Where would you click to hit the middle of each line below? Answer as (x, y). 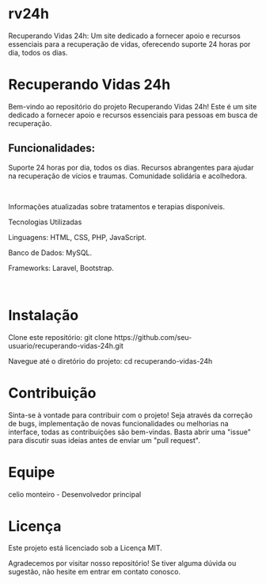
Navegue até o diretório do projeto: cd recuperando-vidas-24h (110, 361)
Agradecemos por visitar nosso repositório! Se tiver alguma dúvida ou (122, 563)
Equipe (32, 472)
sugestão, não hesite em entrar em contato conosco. (94, 572)
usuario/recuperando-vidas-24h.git (66, 345)
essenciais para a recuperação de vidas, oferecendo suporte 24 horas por (129, 44)
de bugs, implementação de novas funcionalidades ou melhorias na (118, 423)
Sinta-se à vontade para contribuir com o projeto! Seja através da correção (131, 415)
